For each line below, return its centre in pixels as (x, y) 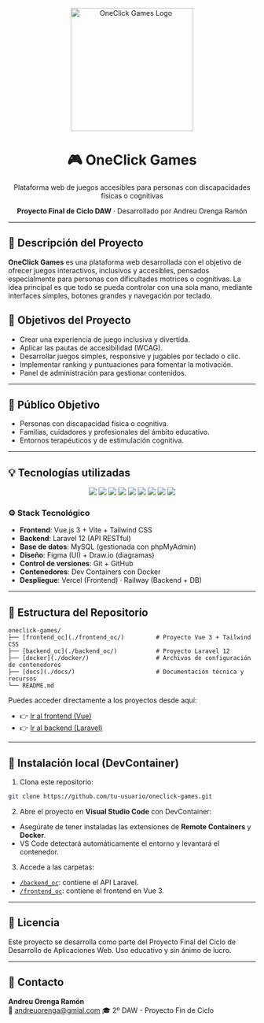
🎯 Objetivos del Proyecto (70, 320)
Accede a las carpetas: (57, 867)
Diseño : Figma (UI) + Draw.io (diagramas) (87, 555)
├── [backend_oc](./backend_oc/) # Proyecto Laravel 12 (119, 651)
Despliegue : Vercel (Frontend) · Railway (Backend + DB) (110, 580)
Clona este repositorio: (56, 782)
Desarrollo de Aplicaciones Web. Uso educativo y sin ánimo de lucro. (120, 950)
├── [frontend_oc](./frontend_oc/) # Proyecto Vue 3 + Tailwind (130, 638)
